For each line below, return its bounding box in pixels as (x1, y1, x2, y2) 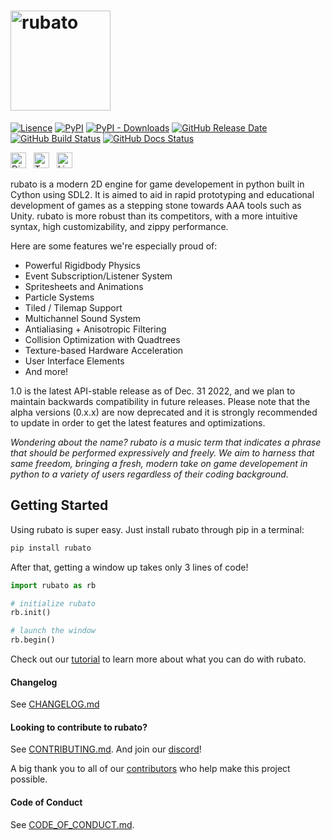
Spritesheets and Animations (24, 280, 144, 292)
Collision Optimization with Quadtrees (24, 333, 181, 345)
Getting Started (10, 497, 109, 514)
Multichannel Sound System (24, 312, 142, 324)
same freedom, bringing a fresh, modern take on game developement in (10, 457, 308, 469)
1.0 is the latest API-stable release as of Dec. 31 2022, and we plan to (10, 385, 296, 397)
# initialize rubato (10, 598, 97, 609)
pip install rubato (10, 543, 92, 553)
